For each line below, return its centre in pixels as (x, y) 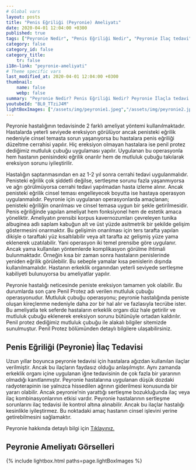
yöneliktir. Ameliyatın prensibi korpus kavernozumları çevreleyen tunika (91, 218)
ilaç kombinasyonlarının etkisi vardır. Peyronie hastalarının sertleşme (88, 399)
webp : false (31, 93)
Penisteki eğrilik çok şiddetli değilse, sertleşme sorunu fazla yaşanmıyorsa (95, 181)
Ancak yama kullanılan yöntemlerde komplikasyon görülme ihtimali (86, 249)
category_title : (26, 55)
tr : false (29, 60)
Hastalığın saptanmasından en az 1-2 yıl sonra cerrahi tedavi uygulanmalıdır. (97, 174)
